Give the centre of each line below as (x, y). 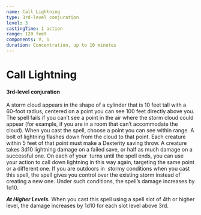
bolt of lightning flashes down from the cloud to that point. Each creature (96, 137)
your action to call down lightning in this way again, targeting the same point (100, 162)
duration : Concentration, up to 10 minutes (61, 46)
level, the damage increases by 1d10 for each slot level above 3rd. (88, 206)
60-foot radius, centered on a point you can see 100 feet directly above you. (100, 111)
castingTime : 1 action (34, 28)
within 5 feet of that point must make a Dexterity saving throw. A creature (97, 143)
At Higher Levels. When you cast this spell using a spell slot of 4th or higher (100, 199)
